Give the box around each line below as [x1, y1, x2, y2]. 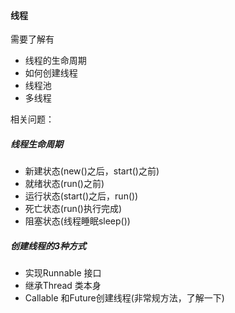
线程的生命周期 [24, 55, 87, 67]
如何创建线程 [24, 67, 78, 79]
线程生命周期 [10, 138, 63, 150]
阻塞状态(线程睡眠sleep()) [24, 215, 131, 227]
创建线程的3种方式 [10, 240, 87, 252]
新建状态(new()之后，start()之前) [24, 165, 160, 177]
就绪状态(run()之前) [24, 178, 105, 190]
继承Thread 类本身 [24, 280, 102, 292]
